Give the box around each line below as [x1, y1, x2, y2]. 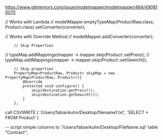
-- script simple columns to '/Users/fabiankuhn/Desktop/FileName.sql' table [5, 124, 158, 130]
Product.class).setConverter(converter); [5, 24, 86, 30]
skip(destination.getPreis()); [31, 88, 95, 93]
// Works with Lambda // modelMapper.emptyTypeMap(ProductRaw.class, [5, 19, 155, 25]
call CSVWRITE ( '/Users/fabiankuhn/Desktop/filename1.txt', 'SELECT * [5, 110, 148, 115]
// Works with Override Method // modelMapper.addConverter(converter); [5, 34, 154, 39]
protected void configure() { [23, 84, 84, 88]
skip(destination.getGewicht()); [31, 92, 99, 97]
